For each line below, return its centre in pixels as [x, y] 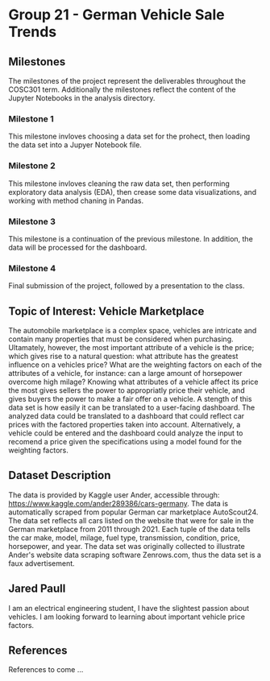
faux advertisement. [42, 563]
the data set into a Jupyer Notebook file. [75, 145]
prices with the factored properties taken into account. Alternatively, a [125, 425]
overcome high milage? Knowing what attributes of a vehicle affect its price [133, 382]
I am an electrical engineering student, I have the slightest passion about [129, 608]
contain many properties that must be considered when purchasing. [121, 339]
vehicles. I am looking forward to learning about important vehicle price [127, 617]
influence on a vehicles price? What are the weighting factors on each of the [135, 365]
